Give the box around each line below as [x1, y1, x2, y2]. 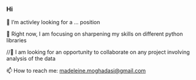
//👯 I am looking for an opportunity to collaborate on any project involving [6, 48, 190, 56]
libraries [6, 37, 27, 44]
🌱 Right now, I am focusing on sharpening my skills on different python [6, 30, 183, 38]
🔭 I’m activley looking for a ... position [6, 19, 100, 26]
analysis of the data [6, 55, 56, 62]
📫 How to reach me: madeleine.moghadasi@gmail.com [6, 67, 146, 75]
